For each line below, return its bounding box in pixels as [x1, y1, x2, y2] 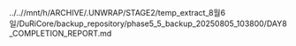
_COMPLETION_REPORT [9, 29, 99, 38]
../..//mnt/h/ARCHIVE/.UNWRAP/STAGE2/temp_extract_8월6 [9, 8, 226, 17]
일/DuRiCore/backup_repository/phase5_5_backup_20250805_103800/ [9, 18, 268, 29]
